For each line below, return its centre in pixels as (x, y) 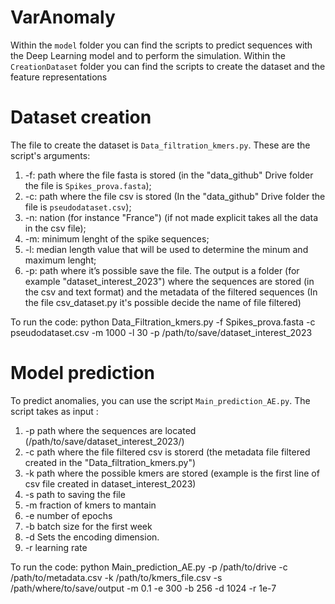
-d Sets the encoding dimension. (92, 537)
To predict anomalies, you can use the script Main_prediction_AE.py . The (160, 400)
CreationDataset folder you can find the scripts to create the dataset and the (168, 66)
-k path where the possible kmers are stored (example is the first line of (172, 473)
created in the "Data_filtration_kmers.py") (110, 462)
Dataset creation (81, 117)
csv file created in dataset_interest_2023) (110, 483)
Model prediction (83, 373)
